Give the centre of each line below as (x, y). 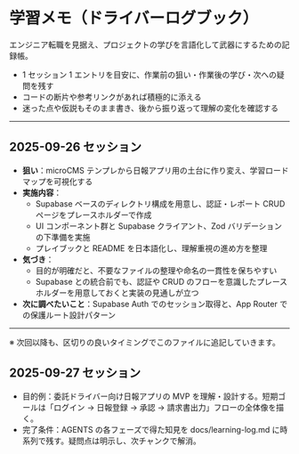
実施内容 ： (42, 192)
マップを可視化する (57, 181)
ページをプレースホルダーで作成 (93, 215)
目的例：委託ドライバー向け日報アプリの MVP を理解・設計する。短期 (150, 396)
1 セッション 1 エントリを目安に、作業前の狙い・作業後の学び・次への (149, 74)
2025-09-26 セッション (76, 147)
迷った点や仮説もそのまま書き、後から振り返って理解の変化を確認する (150, 108)
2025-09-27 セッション (75, 373)
